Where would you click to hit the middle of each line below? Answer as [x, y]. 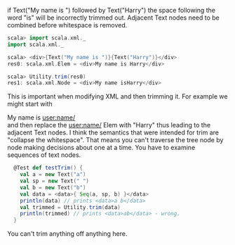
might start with [30, 104]
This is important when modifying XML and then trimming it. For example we [117, 96]
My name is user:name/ [41, 118]
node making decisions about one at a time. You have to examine [101, 148]
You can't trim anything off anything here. [67, 234]
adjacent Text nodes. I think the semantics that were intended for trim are [113, 132]
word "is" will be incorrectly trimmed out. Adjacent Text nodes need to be [113, 18]
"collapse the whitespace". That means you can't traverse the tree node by [115, 140]
